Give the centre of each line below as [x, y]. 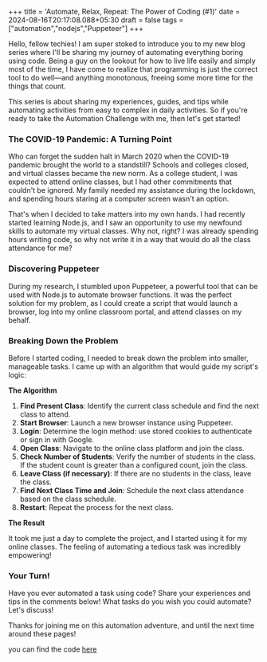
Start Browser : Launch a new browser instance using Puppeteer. [126, 422]
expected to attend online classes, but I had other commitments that [120, 182]
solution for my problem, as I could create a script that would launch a [123, 303]
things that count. [37, 86]
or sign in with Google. [57, 439]
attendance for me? [41, 248]
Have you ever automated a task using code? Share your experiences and [130, 593]
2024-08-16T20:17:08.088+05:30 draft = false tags [93, 20]
